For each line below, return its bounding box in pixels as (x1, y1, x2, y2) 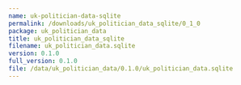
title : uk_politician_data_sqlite (8, 34, 125, 43)
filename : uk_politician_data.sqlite (8, 42, 136, 50)
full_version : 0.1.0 (8, 57, 78, 66)
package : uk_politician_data (8, 27, 107, 35)
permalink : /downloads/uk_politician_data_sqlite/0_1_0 (8, 19, 201, 28)
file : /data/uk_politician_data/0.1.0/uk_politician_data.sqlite (8, 65, 233, 73)
